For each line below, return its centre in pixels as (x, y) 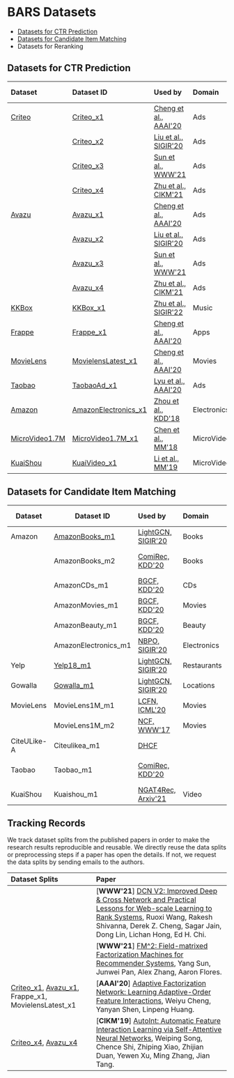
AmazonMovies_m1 (86, 605)
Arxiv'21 (152, 799)
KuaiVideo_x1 (94, 463)
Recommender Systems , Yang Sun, (153, 964)
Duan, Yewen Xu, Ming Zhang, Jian (153, 1056)
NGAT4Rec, (157, 790)
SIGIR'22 (168, 312)
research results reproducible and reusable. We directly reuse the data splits (117, 847)
